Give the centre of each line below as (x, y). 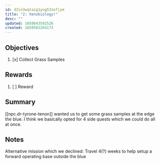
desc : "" (14, 19)
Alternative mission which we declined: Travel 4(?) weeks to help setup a (79, 151)
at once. (13, 124)
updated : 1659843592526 (29, 23)
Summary (20, 102)
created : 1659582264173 (29, 28)
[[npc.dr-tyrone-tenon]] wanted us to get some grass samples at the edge (80, 114)
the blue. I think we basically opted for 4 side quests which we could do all (80, 119)
